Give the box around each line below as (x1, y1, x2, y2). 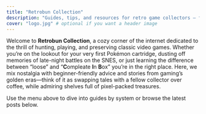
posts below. (6, 101, 39, 108)
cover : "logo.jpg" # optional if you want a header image (6, 20, 158, 26)
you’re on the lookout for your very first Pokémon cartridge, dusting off (6, 50, 186, 58)
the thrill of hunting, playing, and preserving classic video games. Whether (6, 44, 195, 51)
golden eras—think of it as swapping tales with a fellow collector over (6, 76, 182, 83)
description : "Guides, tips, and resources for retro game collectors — (6, 15, 196, 21)
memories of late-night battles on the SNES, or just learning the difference (6, 56, 194, 64)
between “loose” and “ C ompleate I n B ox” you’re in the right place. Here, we (6, 63, 197, 70)
